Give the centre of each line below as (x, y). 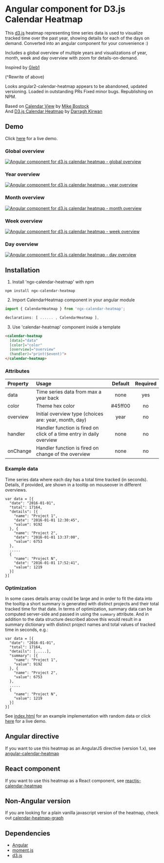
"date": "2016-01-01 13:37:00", (47, 537)
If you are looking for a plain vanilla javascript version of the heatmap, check (82, 813)
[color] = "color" (26, 345)
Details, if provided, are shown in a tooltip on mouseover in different (73, 485)
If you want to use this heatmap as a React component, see (65, 781)
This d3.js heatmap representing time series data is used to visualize (74, 33)
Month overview (25, 198)
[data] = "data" (24, 340)
